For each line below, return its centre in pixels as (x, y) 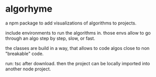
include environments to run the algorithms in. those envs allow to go (78, 33)
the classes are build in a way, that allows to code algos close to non (77, 48)
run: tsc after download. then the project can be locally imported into (78, 63)
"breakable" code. (25, 54)
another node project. (28, 69)
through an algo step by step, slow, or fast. (50, 38)
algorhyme (29, 9)
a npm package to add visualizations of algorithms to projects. (71, 23)
